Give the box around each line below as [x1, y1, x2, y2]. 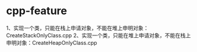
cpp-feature [6, 4, 67, 18]
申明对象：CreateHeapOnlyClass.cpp [6, 39, 97, 46]
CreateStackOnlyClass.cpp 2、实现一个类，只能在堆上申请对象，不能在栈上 [6, 31, 191, 39]
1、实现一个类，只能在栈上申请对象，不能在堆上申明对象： [6, 24, 149, 31]
